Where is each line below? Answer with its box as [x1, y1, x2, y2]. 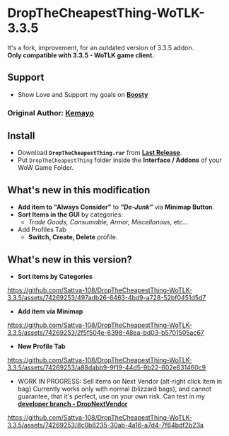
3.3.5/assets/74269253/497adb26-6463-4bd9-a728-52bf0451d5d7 [7, 294, 206, 302]
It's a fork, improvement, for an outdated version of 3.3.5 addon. [7, 43, 194, 52]
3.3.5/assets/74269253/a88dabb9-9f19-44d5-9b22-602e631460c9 [7, 363, 206, 372]
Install [7, 130, 35, 142]
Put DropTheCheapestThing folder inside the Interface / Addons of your [17, 156, 223, 164]
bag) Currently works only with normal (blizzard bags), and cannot [17, 384, 212, 394]
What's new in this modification [7, 184, 151, 196]
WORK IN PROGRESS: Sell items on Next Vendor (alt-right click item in [17, 377, 223, 386]
